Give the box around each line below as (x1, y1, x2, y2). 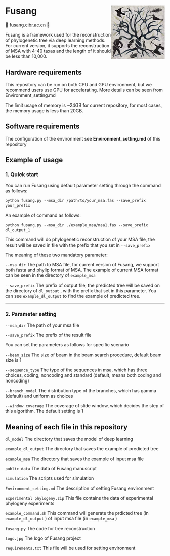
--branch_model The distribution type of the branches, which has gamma (5, 387, 157, 393)
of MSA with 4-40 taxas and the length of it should (5, 48, 111, 54)
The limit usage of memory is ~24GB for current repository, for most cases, (5, 102, 162, 108)
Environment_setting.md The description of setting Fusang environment (5, 485, 154, 492)
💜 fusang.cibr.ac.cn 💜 (5, 22, 50, 28)
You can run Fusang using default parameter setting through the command (5, 183, 161, 189)
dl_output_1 (5, 228, 30, 233)
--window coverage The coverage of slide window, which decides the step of (5, 402, 164, 408)
